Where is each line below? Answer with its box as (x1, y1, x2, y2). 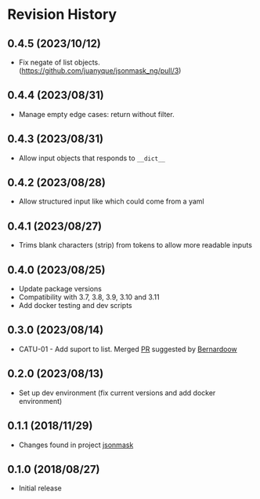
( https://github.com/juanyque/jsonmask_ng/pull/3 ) (18, 66, 182, 75)
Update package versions (18, 284, 103, 294)
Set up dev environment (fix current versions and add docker (18, 387, 216, 398)
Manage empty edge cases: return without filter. (18, 109, 175, 119)
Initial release (18, 483, 62, 493)
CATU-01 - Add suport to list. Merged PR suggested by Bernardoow (18, 344, 238, 354)
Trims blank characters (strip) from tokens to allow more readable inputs (18, 240, 252, 250)
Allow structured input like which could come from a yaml (18, 196, 204, 206)
